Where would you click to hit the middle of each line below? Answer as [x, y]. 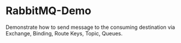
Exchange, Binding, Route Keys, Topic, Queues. [64, 33]
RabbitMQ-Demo [49, 11]
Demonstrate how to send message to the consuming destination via [90, 27]
